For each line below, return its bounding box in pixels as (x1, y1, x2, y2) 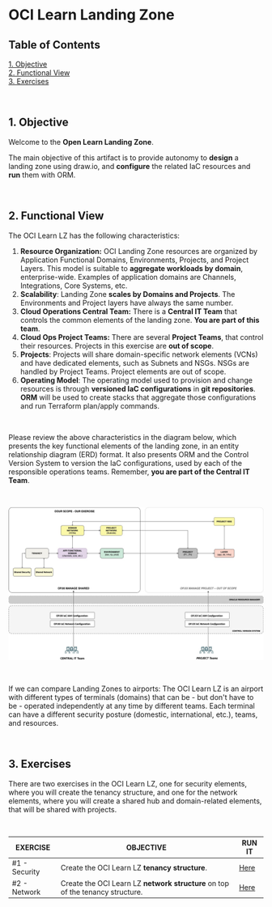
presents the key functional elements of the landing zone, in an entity (8, 441, 239, 451)
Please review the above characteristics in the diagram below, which (8, 432, 237, 442)
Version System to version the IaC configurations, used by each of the (8, 458, 243, 468)
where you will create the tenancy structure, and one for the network (8, 787, 238, 797)
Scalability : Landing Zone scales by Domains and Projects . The (19, 289, 236, 299)
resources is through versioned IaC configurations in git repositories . (19, 384, 257, 393)
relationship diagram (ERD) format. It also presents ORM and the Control (8, 449, 249, 459)
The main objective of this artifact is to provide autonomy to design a (8, 152, 239, 163)
